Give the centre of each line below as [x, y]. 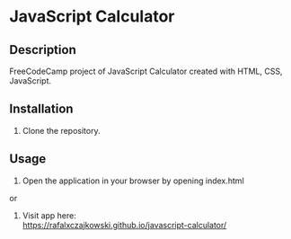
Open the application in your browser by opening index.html [133, 181]
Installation [41, 109]
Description [43, 50]
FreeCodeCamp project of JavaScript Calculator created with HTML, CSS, [146, 71]
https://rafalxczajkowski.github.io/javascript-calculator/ [124, 225]
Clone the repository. [61, 130]
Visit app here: [49, 215]
